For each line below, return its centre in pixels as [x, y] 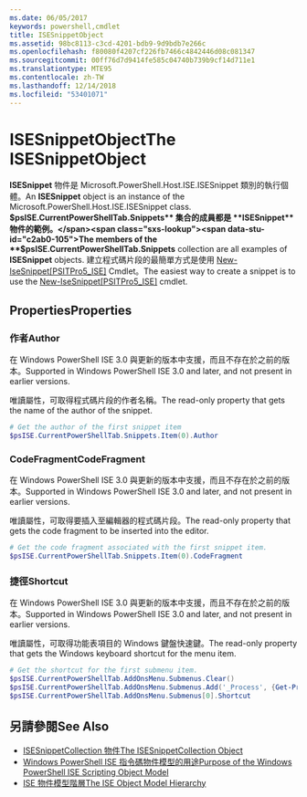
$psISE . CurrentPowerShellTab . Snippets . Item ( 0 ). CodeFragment [127, 556]
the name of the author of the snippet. [81, 411]
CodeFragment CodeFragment [78, 459]
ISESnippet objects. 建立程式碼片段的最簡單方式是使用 [112, 260]
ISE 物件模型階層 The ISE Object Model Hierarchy [114, 782]
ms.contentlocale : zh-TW [57, 78]
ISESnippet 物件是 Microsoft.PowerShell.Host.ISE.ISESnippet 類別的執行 [145, 185]
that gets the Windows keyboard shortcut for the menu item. [123, 654]
